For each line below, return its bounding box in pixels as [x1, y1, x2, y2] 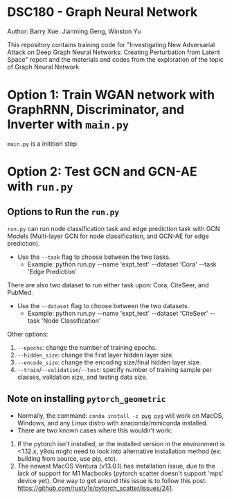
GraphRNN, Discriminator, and [7, 102, 185, 118]
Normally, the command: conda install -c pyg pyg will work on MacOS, [17, 411, 224, 420]
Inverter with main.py [7, 117, 130, 133]
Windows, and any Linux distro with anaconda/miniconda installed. [17, 418, 208, 427]
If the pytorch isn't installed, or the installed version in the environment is [17, 439, 225, 448]
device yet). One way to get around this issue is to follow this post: [17, 476, 208, 484]
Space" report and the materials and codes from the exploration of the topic [7, 55, 224, 63]
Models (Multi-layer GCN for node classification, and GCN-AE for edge [7, 232, 209, 240]
